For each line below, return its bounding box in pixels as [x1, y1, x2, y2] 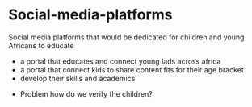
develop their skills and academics [19, 73, 136, 83]
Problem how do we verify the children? [19, 88, 153, 98]
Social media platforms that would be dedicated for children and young [8, 32, 245, 42]
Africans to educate [8, 40, 74, 50]
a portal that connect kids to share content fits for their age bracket [19, 64, 244, 74]
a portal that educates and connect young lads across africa [19, 56, 221, 66]
